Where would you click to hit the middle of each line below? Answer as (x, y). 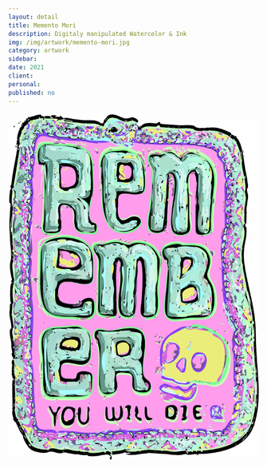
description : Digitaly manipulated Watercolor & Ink (98, 34)
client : (21, 76)
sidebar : (23, 59)
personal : (25, 84)
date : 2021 (26, 68)
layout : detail (33, 17)
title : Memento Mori (43, 25)
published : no (32, 93)
